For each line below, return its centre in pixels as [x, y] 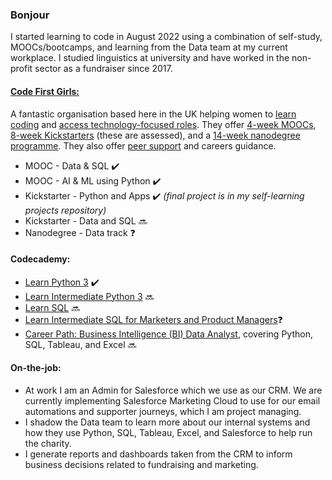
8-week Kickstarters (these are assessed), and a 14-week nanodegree [155, 135]
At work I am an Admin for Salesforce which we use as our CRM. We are [173, 390]
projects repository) [65, 210]
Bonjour [30, 15]
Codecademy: [40, 259]
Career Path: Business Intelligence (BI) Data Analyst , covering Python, [168, 334]
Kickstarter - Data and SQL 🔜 [86, 220]
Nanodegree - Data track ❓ [80, 232]
